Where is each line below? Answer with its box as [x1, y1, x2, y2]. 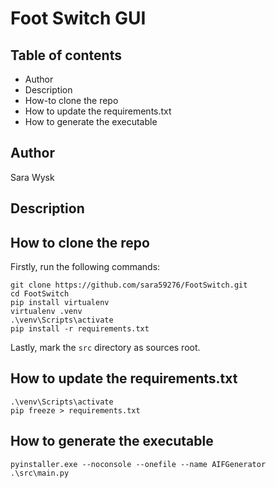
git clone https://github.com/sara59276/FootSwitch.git [10, 280, 248, 291]
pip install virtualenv [10, 298, 110, 308]
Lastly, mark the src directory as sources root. [10, 342, 201, 354]
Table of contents [10, 47, 122, 64]
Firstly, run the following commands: [10, 261, 161, 273]
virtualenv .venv [10, 307, 83, 317]
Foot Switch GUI [10, 7, 147, 30]
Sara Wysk [10, 171, 55, 183]
